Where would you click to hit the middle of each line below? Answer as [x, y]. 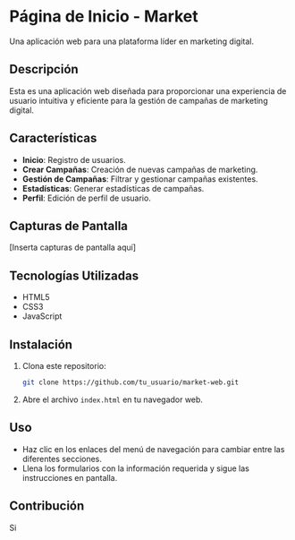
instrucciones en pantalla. [70, 477]
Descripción [44, 69]
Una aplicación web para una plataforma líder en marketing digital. [132, 41]
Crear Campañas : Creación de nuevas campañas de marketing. [140, 169]
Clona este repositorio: [64, 366]
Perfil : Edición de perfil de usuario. [87, 198]
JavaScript [42, 316]
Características [53, 138]
